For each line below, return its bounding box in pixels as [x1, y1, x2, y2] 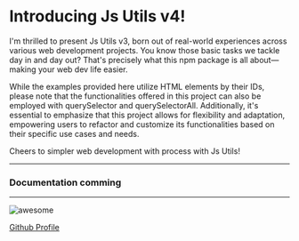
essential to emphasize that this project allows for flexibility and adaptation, [9, 109, 286, 120]
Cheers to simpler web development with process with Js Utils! [9, 145, 240, 157]
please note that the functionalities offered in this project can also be [9, 91, 262, 101]
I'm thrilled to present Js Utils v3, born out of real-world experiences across [9, 36, 287, 46]
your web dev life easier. [37, 64, 128, 75]
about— [249, 54, 279, 65]
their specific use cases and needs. [9, 128, 140, 139]
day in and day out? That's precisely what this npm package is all [9, 54, 248, 65]
